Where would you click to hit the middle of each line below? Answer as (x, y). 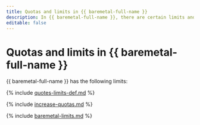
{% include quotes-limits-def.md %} (51, 93)
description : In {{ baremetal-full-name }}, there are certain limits (96, 17)
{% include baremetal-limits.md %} (49, 116)
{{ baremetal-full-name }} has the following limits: (67, 82)
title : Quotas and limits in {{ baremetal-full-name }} (77, 12)
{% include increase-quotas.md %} (50, 104)
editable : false (26, 23)
